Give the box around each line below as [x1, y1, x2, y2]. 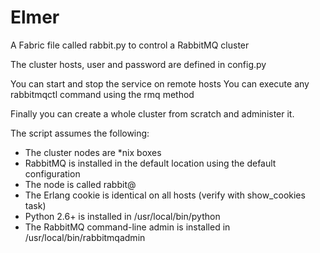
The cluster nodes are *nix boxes [24, 146, 162, 158]
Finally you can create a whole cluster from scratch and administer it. [10, 107, 295, 120]
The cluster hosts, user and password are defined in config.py [10, 58, 267, 70]
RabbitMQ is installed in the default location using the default [24, 157, 277, 169]
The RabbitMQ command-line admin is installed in [24, 221, 231, 233]
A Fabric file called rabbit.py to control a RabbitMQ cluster [10, 39, 250, 51]
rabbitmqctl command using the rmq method [10, 88, 195, 100]
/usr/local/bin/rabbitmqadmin [24, 231, 146, 243]
